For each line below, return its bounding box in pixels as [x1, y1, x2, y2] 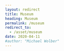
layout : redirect [5, 7, 40, 12]
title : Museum [5, 12, 34, 17]
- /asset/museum [9, 30, 42, 34]
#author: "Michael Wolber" [5, 39, 60, 44]
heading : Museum [5, 16, 38, 21]
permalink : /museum [5, 20, 45, 26]
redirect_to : [5, 25, 32, 30]
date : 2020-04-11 [5, 34, 40, 39]
